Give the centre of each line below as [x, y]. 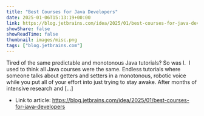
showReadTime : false [32, 34]
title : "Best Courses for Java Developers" [62, 12]
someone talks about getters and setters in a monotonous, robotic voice [96, 76]
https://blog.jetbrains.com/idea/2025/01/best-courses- [121, 100]
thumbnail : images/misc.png [42, 40]
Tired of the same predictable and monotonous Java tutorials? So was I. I [98, 63]
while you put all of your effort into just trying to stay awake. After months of [102, 82]
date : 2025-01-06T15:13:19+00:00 [49, 18]
